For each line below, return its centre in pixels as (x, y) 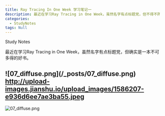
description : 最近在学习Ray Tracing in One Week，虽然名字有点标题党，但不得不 (81, 14)
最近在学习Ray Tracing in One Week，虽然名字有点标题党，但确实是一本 (78, 52)
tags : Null (16, 28)
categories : (17, 19)
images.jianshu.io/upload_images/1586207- (75, 89)
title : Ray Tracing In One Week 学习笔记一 (48, 10)
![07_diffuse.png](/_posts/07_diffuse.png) (70, 74)
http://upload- (27, 81)
